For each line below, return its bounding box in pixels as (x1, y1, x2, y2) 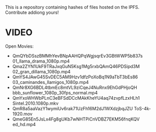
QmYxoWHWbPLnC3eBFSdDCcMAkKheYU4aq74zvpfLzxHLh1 (12, 95, 140, 101)
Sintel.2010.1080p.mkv (12, 100, 59, 106)
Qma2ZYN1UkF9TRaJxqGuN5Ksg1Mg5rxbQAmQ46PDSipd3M (12, 63, 140, 69)
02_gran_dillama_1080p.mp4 (12, 68, 71, 74)
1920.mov (12, 111, 33, 117)
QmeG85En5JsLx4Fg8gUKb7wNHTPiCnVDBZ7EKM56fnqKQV (12, 116, 140, 122)
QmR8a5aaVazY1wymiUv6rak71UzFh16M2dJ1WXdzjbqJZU (12, 105, 133, 111)
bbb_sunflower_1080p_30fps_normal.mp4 (12, 89, 98, 96)
